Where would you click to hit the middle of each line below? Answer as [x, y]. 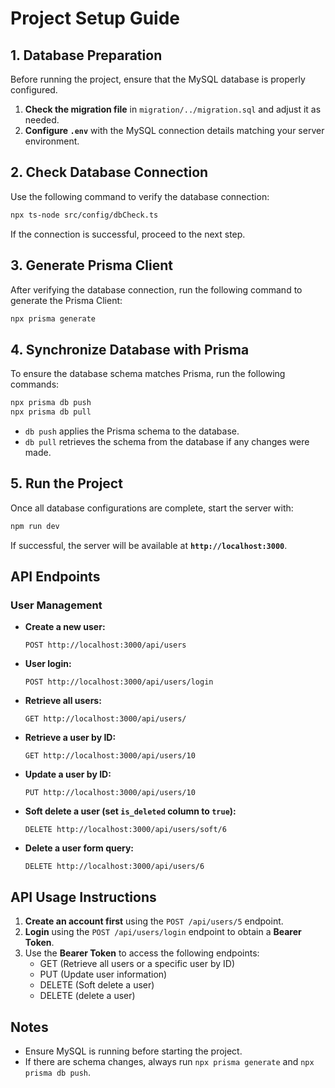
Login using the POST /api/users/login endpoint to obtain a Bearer [163, 932]
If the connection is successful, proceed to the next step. [128, 234]
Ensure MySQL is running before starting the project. [133, 1051]
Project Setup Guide [95, 18]
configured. [34, 90]
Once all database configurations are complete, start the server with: [152, 508]
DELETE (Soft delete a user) [97, 985]
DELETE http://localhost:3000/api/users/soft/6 [125, 830]
